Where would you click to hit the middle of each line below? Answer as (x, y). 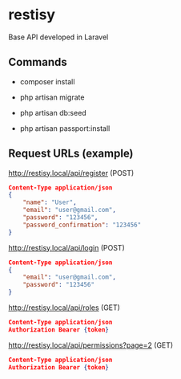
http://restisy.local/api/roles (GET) (64, 308)
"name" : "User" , (50, 202)
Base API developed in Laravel (58, 37)
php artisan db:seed (53, 112)
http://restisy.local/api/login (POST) (67, 247)
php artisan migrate (52, 97)
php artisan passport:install (65, 128)
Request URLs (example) (71, 154)
